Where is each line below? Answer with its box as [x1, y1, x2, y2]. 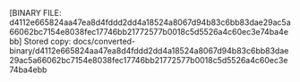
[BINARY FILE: [9, 8, 62, 18]
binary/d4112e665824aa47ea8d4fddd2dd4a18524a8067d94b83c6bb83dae [9, 45, 289, 56]
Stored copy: [23, 36, 72, 46]
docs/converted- [73, 36, 136, 46]
